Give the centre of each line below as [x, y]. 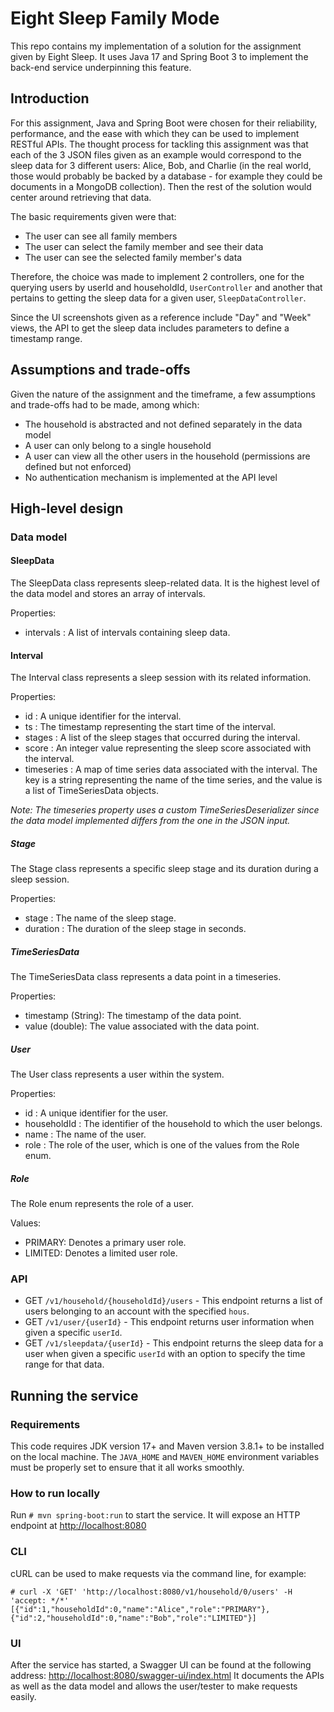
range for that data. [64, 1364]
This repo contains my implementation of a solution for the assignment [156, 46]
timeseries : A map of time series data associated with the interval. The [171, 769]
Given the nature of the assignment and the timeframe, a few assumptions [163, 394]
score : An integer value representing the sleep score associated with [168, 748]
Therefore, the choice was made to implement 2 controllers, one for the [157, 276]
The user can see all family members [101, 236]
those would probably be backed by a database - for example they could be [166, 176]
